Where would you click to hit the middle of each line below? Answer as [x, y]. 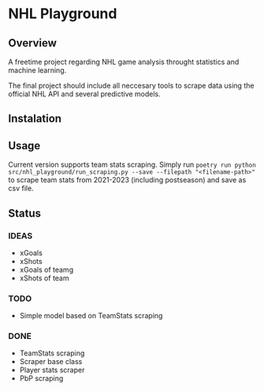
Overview [33, 43]
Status [25, 213]
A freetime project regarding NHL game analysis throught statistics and [124, 62]
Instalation [35, 119]
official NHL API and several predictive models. [85, 94]
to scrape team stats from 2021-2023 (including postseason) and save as [127, 180]
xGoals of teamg [46, 269]
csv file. [21, 188]
